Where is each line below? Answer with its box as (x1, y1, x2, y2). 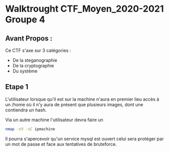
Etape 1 (5, 83, 29, 91)
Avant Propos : (5, 34, 52, 43)
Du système (12, 68, 38, 74)
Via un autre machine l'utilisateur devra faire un (5, 117, 103, 123)
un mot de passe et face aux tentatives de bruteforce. (5, 141, 117, 147)
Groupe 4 (5, 14, 45, 25)
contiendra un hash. (5, 107, 47, 113)
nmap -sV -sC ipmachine (5, 126, 55, 132)
